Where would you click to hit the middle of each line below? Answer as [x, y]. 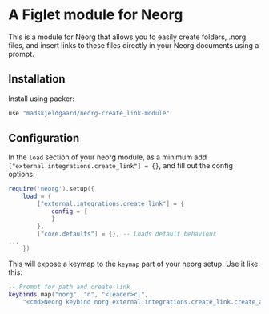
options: [22, 175]
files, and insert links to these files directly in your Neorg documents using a [134, 45]
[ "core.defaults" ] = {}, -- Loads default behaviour [127, 234]
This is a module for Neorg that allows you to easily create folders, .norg [127, 37]
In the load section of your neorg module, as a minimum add [108, 157]
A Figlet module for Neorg [96, 15]
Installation [37, 79]
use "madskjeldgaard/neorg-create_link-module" [89, 113]
